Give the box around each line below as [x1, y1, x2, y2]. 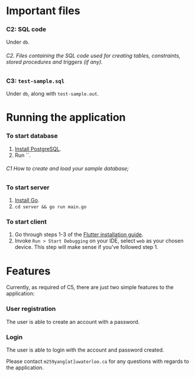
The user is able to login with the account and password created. [6, 346, 164, 353]
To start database [6, 132, 58, 140]
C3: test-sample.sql [6, 77, 65, 85]
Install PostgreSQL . [14, 145, 61, 152]
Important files [6, 4, 81, 18]
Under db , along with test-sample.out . [6, 90, 99, 97]
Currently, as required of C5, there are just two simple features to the [6, 284, 174, 291]
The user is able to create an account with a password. [6, 318, 140, 325]
